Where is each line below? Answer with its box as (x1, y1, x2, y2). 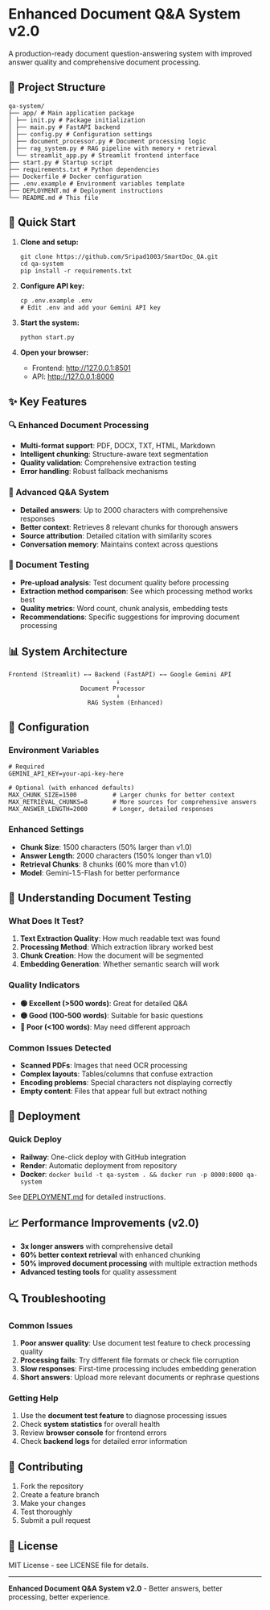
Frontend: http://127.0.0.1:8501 (31, 363, 131, 372)
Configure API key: (19, 281, 85, 290)
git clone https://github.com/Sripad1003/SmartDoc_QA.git (19, 252, 219, 260)
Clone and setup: (19, 237, 79, 247)
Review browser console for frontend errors (19, 1428, 167, 1437)
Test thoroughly (19, 1507, 72, 1516)
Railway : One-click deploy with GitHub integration (19, 1152, 186, 1162)
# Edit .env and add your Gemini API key (19, 303, 161, 311)
